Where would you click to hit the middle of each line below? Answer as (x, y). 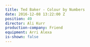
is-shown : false (22, 37)
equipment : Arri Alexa (28, 32)
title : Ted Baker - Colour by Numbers (45, 10)
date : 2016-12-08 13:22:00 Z (35, 14)
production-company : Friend (34, 28)
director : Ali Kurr (25, 23)
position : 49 (19, 19)
